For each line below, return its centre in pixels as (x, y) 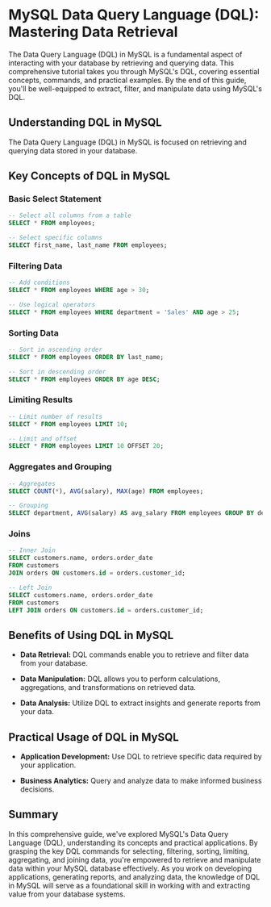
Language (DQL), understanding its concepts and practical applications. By (133, 842)
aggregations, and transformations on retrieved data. (108, 688)
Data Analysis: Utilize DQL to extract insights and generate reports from (140, 703)
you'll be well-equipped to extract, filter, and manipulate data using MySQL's (135, 88)
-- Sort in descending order (57, 372)
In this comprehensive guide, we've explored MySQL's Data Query (119, 834)
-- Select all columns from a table (70, 215)
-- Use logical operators (52, 304)
